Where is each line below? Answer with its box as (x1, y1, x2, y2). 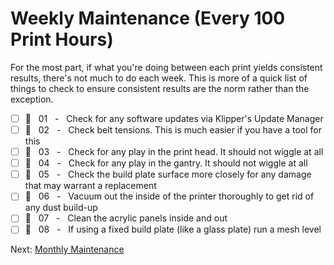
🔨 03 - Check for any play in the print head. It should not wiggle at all (24, 146, 324, 158)
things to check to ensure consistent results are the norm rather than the (10, 82, 310, 94)
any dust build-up (24, 202, 98, 214)
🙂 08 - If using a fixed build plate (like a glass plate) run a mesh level (24, 223, 322, 236)
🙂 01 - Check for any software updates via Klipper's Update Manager (24, 112, 324, 124)
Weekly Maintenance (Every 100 (10, 7, 286, 30)
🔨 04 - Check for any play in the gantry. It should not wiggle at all (24, 157, 308, 169)
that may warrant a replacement (24, 180, 157, 192)
